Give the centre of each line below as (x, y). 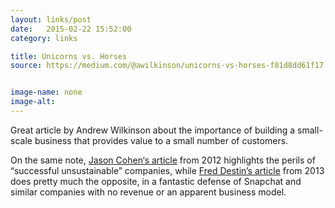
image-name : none (46, 92)
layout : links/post (51, 19)
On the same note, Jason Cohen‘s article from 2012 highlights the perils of (163, 160)
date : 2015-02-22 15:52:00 (71, 29)
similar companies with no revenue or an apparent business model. (148, 192)
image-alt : (33, 102)
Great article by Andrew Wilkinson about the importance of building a (153, 130)
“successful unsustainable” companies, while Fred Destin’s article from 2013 (167, 170)
